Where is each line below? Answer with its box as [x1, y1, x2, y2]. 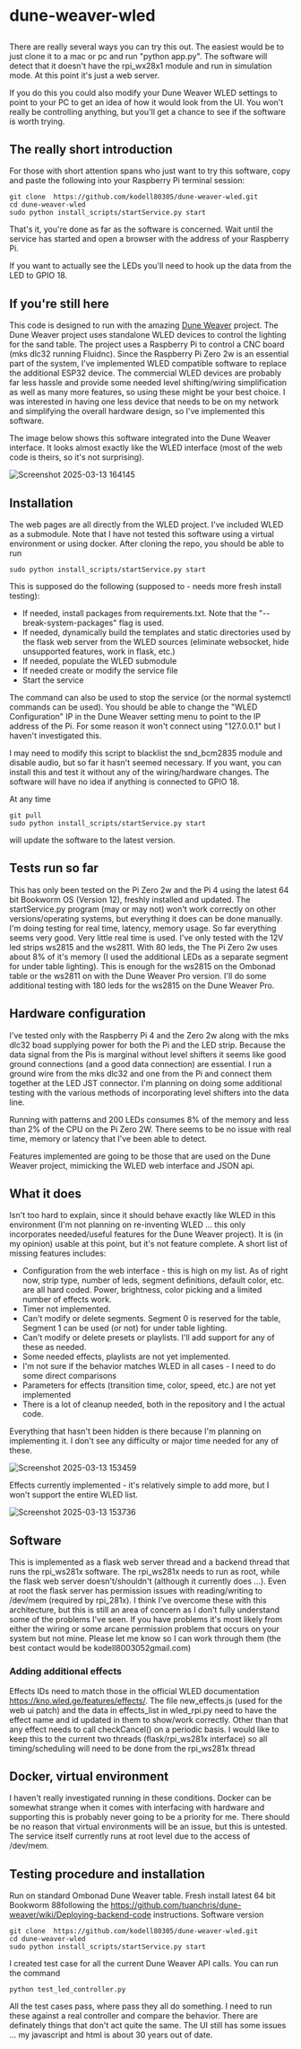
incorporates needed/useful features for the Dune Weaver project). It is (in [9, 1229, 284, 1240]
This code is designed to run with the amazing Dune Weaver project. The [9, 320, 279, 331]
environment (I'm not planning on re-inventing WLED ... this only [9, 1219, 246, 1231]
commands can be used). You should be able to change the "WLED [9, 702, 258, 712]
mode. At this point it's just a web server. [9, 69, 159, 81]
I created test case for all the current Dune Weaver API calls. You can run [9, 1958, 279, 1969]
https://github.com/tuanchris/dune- [110, 1900, 242, 1911]
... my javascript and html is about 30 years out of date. [9, 2029, 213, 2040]
